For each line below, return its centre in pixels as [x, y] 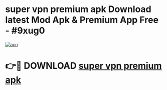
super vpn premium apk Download [78, 9]
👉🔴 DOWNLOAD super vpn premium [83, 66]
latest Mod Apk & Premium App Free [82, 20]
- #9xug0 [25, 31]
